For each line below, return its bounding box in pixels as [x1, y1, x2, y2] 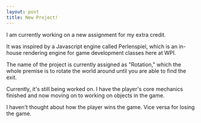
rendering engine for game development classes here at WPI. [23, 49, 176, 56]
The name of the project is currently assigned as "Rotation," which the [6, 61, 182, 68]
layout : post [6, 8, 39, 15]
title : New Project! [6, 14, 59, 20]
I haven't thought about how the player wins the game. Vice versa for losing [6, 103, 195, 110]
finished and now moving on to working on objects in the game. [6, 92, 165, 99]
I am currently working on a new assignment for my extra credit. [6, 31, 166, 38]
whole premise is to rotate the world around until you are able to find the [6, 67, 186, 74]
